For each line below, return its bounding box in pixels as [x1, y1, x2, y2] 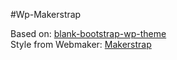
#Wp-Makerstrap [10, 9, 82, 20]
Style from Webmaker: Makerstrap [10, 39, 152, 50]
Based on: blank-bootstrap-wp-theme [10, 28, 167, 39]
